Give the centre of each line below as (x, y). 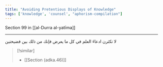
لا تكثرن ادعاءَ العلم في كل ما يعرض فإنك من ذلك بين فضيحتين (61, 41)
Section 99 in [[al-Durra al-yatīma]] (40, 27)
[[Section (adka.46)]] (45, 60)
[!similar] (26, 50)
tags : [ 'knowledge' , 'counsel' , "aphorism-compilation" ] (64, 14)
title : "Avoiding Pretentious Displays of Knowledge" (61, 9)
